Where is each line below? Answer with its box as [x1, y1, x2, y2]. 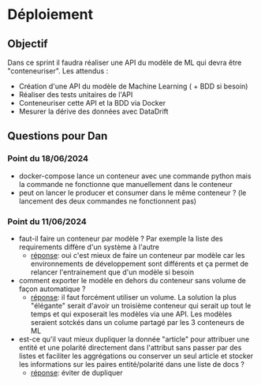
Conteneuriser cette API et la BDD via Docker [18, 99, 166, 107]
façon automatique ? [18, 284, 86, 293]
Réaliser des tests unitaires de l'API [18, 90, 133, 99]
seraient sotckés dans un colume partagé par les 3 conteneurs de [30, 317, 245, 327]
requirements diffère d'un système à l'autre [18, 242, 159, 252]
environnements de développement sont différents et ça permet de [30, 259, 249, 268]
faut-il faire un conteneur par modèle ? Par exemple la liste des [18, 234, 223, 243]
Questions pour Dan [7, 129, 108, 143]
